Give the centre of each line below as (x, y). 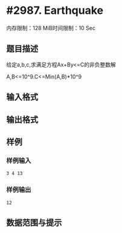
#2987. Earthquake (55, 11)
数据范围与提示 (34, 222)
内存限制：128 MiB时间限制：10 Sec (51, 28)
